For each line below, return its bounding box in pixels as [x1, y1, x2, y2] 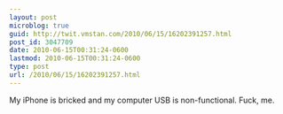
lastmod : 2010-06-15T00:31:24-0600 [9, 54, 141, 63]
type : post [9, 63, 50, 72]
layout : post [9, 12, 58, 22]
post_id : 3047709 [9, 37, 74, 47]
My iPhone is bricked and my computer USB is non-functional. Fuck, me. [9, 95, 275, 105]
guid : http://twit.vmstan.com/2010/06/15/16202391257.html [9, 29, 232, 38]
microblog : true [9, 21, 69, 30]
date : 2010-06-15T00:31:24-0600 [9, 46, 129, 55]
